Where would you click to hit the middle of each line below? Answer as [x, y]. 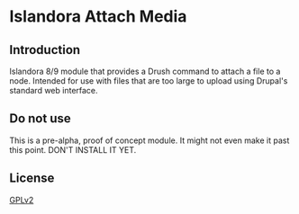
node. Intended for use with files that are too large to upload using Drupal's [149, 81]
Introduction [45, 50]
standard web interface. [54, 90]
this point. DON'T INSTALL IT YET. [73, 149]
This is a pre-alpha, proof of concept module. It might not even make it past [149, 140]
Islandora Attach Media [98, 17]
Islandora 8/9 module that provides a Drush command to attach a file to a [145, 71]
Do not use [40, 119]
